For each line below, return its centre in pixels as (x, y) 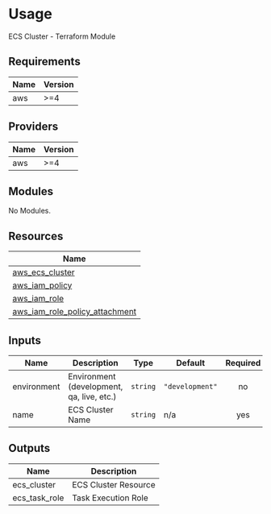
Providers (33, 127)
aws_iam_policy (42, 285)
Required (243, 363)
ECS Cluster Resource (114, 484)
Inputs (25, 340)
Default (191, 363)
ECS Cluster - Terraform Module (62, 36)
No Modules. (29, 211)
